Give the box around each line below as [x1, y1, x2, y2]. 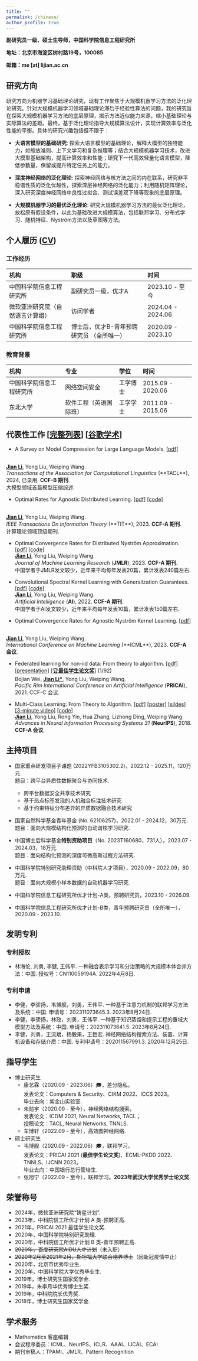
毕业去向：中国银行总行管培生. [23, 1166, 98, 1173]
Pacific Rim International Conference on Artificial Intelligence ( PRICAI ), [14, 682, 187, 689]
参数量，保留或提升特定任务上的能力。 [19, 162, 113, 169]
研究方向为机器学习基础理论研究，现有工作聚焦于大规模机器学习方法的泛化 [6, 97, 187, 105]
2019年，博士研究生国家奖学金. [14, 1275, 90, 1282]
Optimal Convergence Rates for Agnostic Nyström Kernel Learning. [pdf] [14, 617, 192, 624]
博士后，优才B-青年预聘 [71, 323, 138, 331]
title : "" [6, 8, 31, 15]
